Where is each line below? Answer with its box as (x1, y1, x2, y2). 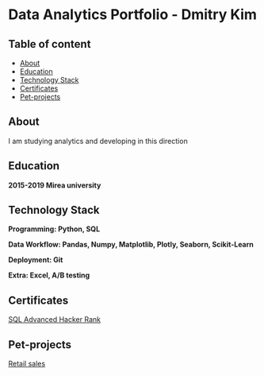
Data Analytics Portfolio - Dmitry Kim (8, 6, 258, 24)
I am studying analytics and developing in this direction (8, 136, 188, 145)
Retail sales (8, 359, 46, 369)
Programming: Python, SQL (8, 224, 101, 234)
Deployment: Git (8, 255, 63, 265)
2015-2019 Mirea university (8, 180, 101, 190)
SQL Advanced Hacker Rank (8, 315, 101, 324)
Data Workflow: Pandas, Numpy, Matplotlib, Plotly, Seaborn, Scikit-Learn (8, 240, 254, 250)
